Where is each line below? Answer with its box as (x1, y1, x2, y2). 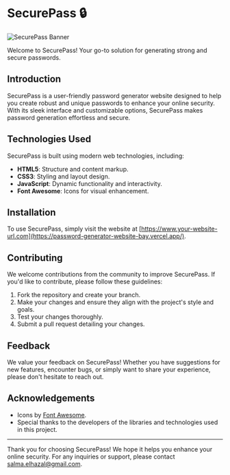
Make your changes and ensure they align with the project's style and (16, 298, 214, 306)
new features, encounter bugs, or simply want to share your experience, (7, 365, 211, 373)
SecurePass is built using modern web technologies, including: (7, 152, 185, 160)
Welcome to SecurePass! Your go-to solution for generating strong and (7, 46, 207, 54)
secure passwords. (7, 53, 61, 62)
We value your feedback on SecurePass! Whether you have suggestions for (7, 358, 220, 366)
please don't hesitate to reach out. (7, 373, 104, 381)
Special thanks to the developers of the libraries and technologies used (16, 418, 218, 426)
